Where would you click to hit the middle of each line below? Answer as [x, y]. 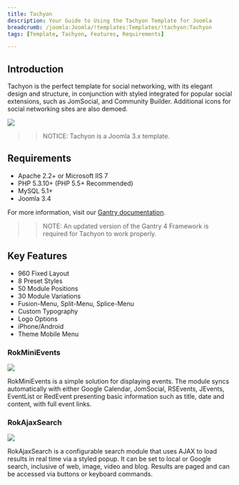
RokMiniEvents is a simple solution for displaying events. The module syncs [118, 381]
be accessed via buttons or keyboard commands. [80, 474]
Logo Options [38, 319]
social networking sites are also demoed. [68, 109]
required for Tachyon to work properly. [100, 233]
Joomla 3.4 [34, 198]
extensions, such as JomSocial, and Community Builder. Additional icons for [119, 101]
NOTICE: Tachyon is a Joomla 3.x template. [106, 136]
